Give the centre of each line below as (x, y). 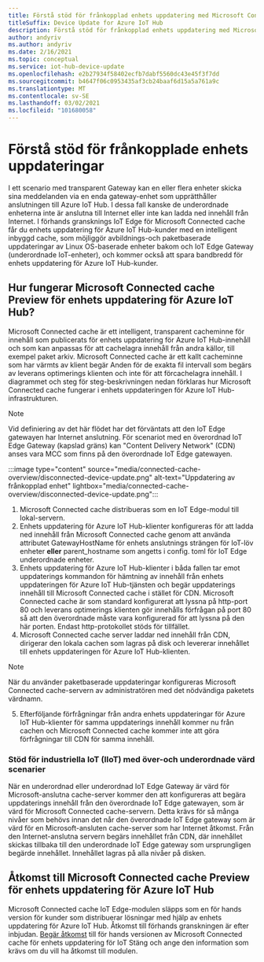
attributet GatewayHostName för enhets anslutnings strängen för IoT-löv (136, 543)
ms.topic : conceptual (44, 60)
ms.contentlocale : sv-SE (49, 96)
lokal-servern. (42, 518)
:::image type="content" (47, 469)
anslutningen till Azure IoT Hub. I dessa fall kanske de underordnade (119, 205)
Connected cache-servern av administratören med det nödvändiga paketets (131, 690)
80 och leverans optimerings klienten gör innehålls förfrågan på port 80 (135, 610)
